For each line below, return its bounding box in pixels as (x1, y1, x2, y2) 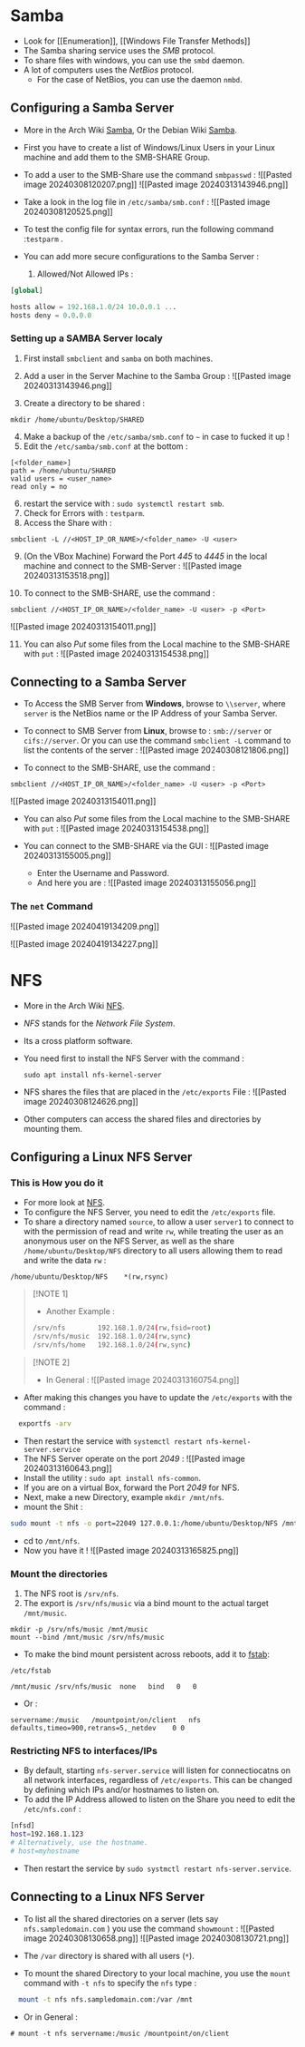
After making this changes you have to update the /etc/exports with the (23, 1392, 292, 1403)
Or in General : (23, 2011, 78, 2023)
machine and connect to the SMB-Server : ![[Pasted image (23, 560, 243, 571)
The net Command (10, 900, 93, 912)
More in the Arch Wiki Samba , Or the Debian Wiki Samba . (23, 124, 238, 135)
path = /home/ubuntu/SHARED (10, 466, 117, 475)
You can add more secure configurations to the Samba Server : (23, 250, 259, 261)
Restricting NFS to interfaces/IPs (10, 1745, 157, 1757)
